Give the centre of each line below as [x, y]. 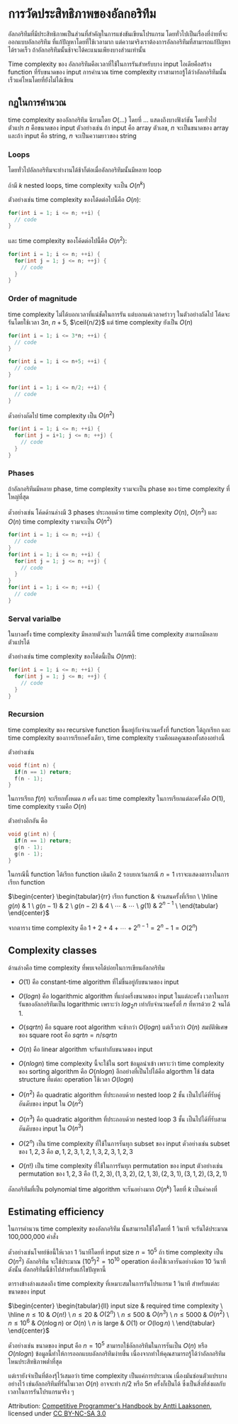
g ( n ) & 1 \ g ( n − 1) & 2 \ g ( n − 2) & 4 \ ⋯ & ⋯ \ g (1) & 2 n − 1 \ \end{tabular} [113, 904]
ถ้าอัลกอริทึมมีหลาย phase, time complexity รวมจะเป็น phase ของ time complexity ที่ [119, 488]
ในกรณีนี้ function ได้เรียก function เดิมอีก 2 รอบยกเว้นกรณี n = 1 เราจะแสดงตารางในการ [119, 874]
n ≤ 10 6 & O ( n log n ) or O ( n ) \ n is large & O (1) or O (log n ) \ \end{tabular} [112, 1322]
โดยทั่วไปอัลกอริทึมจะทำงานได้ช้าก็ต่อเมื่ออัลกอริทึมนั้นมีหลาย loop [85, 170]
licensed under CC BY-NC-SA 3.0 [57, 1413]
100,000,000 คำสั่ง [33, 1237]
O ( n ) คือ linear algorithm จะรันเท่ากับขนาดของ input [85, 1049]
